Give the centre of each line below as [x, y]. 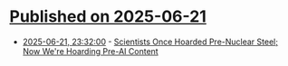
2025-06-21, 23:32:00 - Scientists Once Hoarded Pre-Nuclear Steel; [150, 42]
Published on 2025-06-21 [108, 17]
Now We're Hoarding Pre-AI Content [90, 51]
